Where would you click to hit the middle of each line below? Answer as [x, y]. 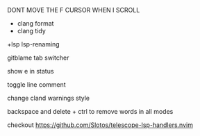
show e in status [31, 71]
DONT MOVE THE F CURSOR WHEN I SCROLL [74, 10]
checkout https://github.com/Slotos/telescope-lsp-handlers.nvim [100, 125]
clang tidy [32, 31]
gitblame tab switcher [38, 58]
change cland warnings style [49, 98]
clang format [35, 23]
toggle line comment [36, 85]
